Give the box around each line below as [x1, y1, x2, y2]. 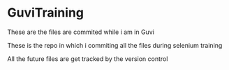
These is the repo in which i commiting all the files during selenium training [7, 41, 223, 49]
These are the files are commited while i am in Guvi [7, 28, 155, 36]
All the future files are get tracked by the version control [7, 54, 168, 63]
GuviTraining [7, 5, 84, 21]
